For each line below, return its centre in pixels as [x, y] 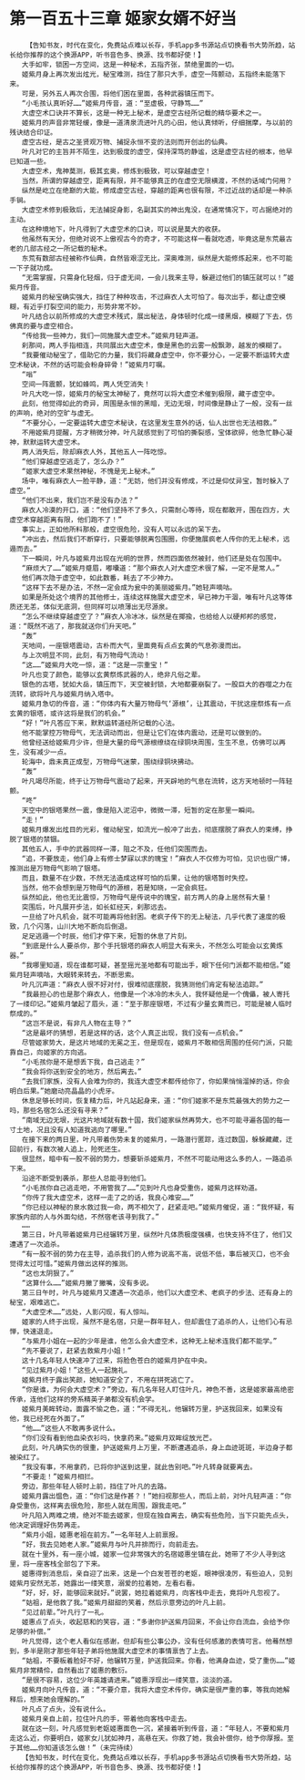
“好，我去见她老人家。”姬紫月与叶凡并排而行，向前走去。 [112, 1544]
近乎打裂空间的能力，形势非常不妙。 [87, 306]
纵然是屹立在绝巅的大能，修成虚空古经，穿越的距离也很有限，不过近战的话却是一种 [154, 190]
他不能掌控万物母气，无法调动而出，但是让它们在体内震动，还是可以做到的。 [143, 733]
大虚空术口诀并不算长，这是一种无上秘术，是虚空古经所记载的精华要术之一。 [143, 113]
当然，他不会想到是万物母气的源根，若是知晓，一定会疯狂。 [117, 888]
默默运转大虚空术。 [53, 442]
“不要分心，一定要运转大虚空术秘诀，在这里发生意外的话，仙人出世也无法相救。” [149, 423]
